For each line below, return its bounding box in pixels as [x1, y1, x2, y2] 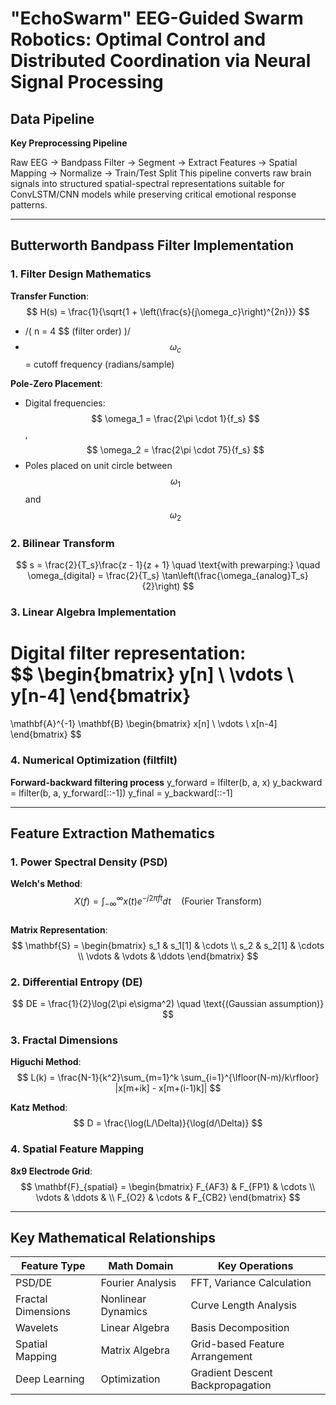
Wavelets [15, 1321, 59, 1335]
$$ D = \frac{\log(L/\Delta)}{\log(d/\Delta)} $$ [73, 1117, 263, 1129]
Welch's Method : [10, 878, 83, 890]
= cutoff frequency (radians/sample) [24, 358, 175, 371]
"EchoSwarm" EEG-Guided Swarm [10, 7, 304, 30]
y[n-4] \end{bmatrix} [10, 685, 192, 707]
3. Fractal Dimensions [10, 1033, 118, 1047]
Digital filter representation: [10, 642, 247, 665]
